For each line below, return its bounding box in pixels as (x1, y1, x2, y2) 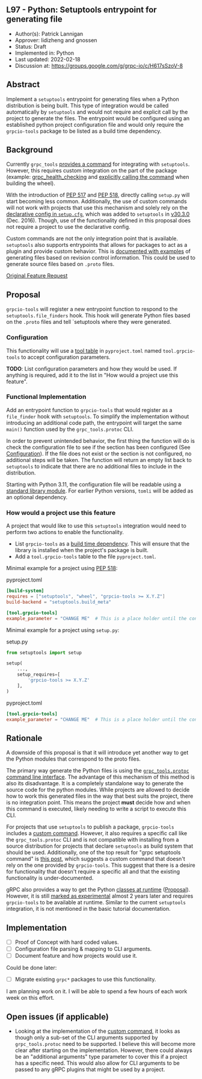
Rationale (6, 733, 43, 743)
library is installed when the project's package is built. (14, 547, 149, 554)
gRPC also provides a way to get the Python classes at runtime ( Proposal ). (6, 886, 191, 893)
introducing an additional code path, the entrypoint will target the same (6, 419, 182, 426)
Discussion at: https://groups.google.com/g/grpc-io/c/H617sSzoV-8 (14, 62, 183, 69)
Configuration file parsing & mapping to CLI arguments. (14, 946, 152, 953)
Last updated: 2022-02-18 (14, 55, 81, 62)
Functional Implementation (6, 393, 87, 401)
